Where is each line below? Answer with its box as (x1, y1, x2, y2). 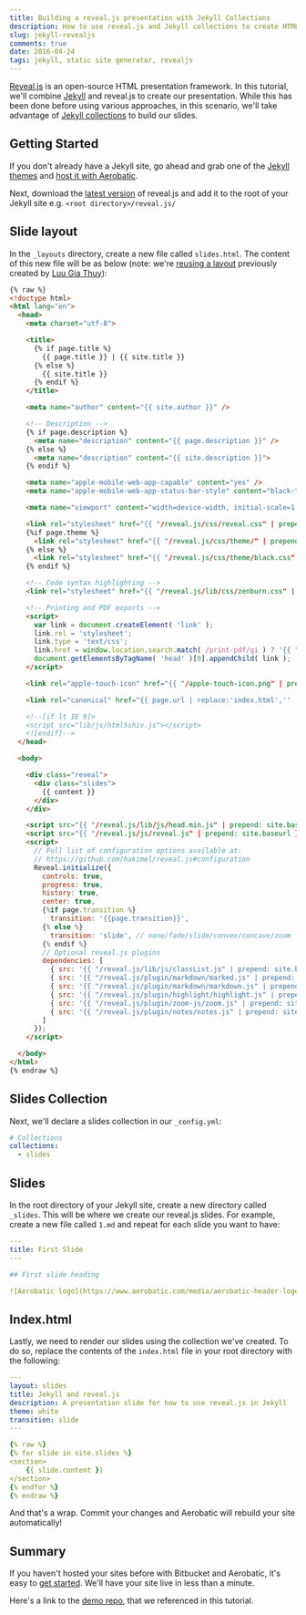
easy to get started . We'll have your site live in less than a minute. (9, 1578, 255, 1589)
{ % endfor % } (9, 1483, 59, 1492)
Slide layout (9, 224, 78, 240)
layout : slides (9, 1382, 67, 1391)
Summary (9, 1543, 66, 1559)
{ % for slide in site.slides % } (9, 1449, 132, 1458)
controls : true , (42, 872, 104, 881)
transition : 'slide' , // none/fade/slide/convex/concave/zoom (49, 931, 291, 940)
